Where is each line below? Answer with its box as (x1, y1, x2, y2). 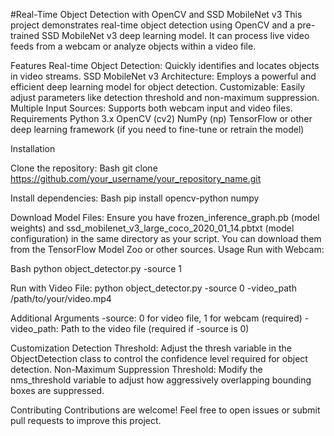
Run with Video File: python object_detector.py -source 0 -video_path (10, 282, 297, 294)
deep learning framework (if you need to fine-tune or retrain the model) (10, 124, 305, 135)
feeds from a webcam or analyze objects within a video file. (10, 40, 257, 52)
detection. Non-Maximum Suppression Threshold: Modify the (10, 364, 263, 375)
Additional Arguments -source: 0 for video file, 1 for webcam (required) (10, 312, 303, 324)
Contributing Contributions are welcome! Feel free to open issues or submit (10, 404, 321, 416)
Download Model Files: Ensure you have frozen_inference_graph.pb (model (10, 212, 320, 223)
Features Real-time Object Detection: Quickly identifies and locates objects (10, 60, 320, 71)
